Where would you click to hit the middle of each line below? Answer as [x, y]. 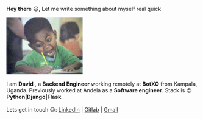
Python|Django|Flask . [34, 97]
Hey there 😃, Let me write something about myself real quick [84, 9]
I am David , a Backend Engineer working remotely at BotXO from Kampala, [102, 84]
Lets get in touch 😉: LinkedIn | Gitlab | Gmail [62, 110]
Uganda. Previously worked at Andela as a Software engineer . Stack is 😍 [99, 90]
